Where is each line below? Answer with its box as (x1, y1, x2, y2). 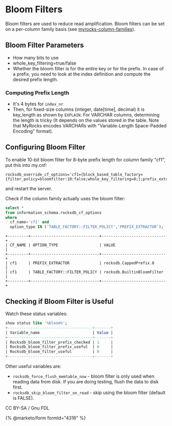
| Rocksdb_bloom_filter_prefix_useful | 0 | (5, 344, 114, 350)
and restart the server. (5, 185, 52, 191)
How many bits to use (12, 54, 59, 61)
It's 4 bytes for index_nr (12, 101, 63, 107)
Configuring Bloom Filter (5, 143, 85, 152)
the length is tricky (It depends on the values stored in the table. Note (12, 117, 159, 124)
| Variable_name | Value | (5, 330, 114, 335)
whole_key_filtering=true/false (12, 60, 77, 66)
